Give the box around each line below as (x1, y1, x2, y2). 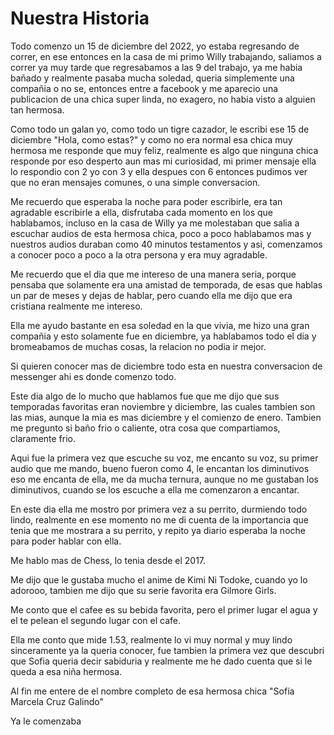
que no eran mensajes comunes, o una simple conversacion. (10, 176, 261, 188)
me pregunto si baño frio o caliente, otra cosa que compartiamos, (10, 422, 281, 434)
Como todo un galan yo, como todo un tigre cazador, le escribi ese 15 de (10, 123, 310, 135)
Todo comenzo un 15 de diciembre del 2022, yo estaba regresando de (10, 40, 300, 52)
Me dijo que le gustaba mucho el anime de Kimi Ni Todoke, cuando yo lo (10, 573, 308, 586)
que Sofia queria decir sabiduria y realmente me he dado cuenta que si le (10, 655, 313, 667)
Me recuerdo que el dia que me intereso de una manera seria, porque (10, 268, 297, 280)
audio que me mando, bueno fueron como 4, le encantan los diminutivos (10, 462, 310, 474)
